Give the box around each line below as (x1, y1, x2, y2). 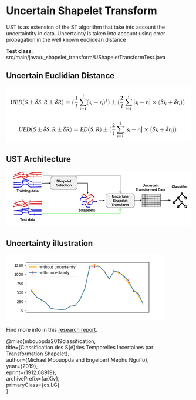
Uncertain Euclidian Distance (6, 71, 115, 81)
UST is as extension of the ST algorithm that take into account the (6, 24, 165, 31)
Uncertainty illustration (6, 238, 93, 248)
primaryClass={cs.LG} (6, 381, 60, 389)
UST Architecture (6, 154, 72, 164)
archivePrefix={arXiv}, (6, 375, 60, 382)
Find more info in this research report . (6, 326, 98, 334)
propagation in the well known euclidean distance (6, 36, 126, 43)
